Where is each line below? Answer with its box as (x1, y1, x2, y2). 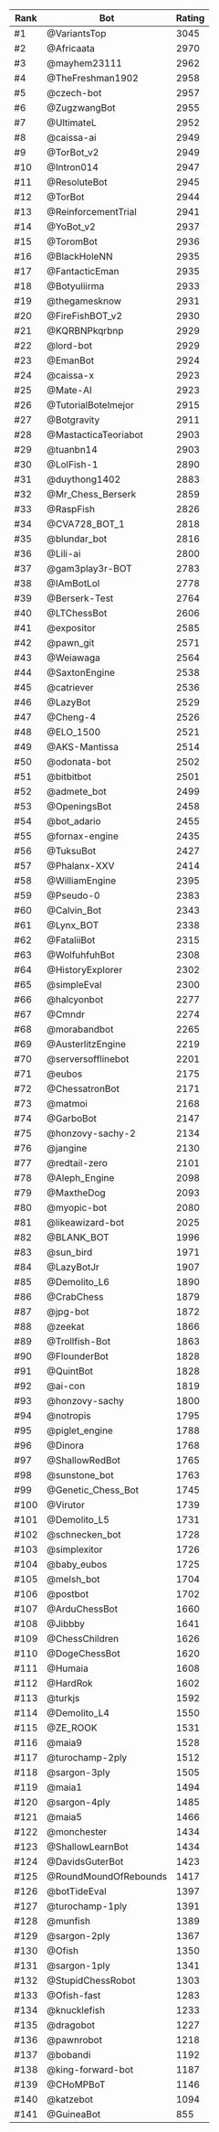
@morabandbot (47, 1023, 114, 1035)
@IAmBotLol (47, 577, 100, 589)
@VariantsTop (47, 27, 107, 39)
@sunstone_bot (47, 1469, 114, 1481)
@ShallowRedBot (47, 1454, 121, 1466)
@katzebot (47, 2094, 94, 2105)
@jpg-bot (47, 1305, 89, 1318)
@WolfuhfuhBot (47, 948, 116, 961)
